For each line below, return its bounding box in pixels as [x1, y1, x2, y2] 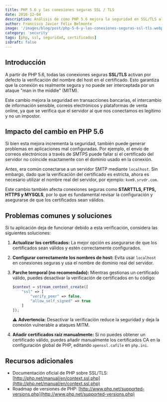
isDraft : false [5, 40, 37, 45]
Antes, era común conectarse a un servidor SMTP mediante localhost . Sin [5, 166, 158, 172]
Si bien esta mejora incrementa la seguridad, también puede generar [5, 141, 146, 147]
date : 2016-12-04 [5, 12, 41, 17]
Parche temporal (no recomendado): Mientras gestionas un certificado [12, 270, 159, 276]
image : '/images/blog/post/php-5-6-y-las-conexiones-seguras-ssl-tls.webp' [5, 26, 166, 31]
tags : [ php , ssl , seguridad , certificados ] [5, 35, 97, 40]
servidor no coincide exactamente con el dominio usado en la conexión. [5, 157, 153, 163]
